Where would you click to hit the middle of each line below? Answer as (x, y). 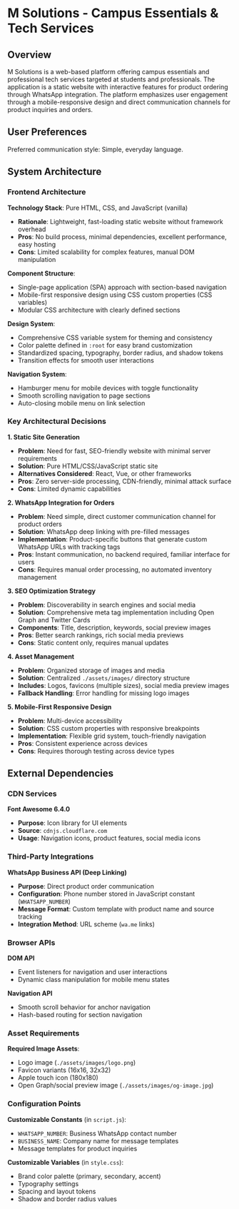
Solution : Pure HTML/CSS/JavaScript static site (88, 466)
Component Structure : (41, 273)
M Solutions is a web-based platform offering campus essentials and (108, 72)
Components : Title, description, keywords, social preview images (114, 627)
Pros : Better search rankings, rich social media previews (101, 635)
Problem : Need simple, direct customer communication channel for (117, 516)
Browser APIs (31, 942)
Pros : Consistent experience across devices (82, 743)
